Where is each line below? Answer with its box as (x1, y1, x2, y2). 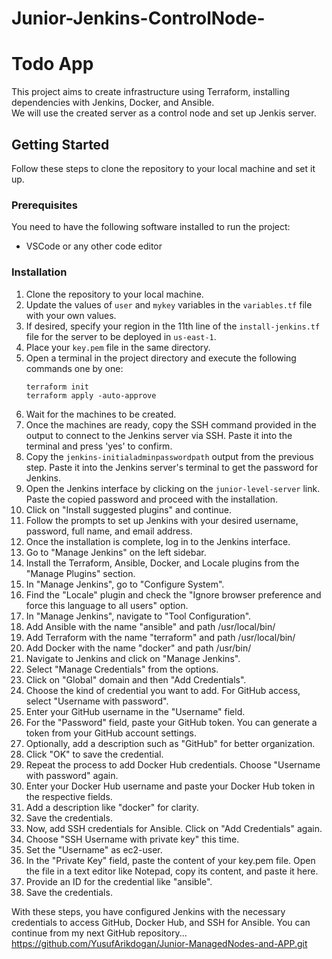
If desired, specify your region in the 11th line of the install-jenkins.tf (25, 320, 321, 332)
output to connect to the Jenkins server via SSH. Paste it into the (25, 429, 293, 441)
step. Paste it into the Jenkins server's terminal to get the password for (25, 461, 319, 473)
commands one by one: (25, 362, 124, 374)
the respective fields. (25, 790, 113, 802)
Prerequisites (11, 198, 78, 212)
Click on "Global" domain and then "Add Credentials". (25, 673, 247, 686)
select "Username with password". (25, 695, 169, 707)
